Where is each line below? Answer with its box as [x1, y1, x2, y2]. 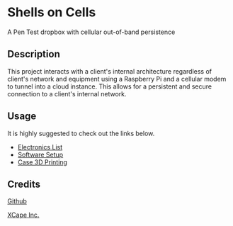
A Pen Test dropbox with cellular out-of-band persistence [7, 28, 176, 36]
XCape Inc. [7, 210, 40, 220]
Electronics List [17, 142, 63, 151]
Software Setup [17, 150, 64, 159]
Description [7, 48, 60, 60]
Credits [7, 178, 41, 190]
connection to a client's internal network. [7, 89, 127, 98]
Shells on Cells [7, 4, 96, 21]
